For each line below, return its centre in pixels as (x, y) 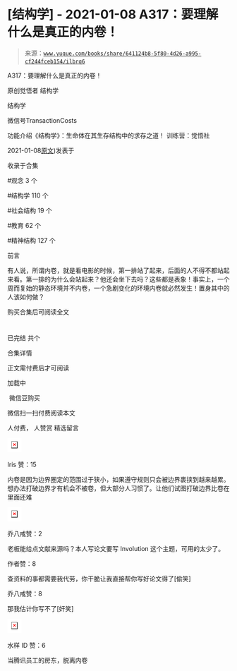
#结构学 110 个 (28, 195)
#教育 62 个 (24, 225)
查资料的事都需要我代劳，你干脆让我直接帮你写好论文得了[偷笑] (99, 579)
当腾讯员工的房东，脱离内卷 (48, 660)
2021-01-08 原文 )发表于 (41, 150)
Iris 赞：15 (22, 465)
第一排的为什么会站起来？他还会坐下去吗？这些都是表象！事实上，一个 (128, 279)
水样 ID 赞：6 (26, 646)
